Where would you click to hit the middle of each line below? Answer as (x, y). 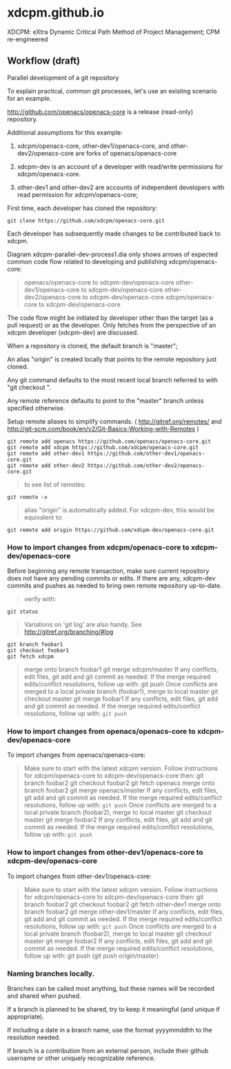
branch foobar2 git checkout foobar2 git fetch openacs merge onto (119, 783)
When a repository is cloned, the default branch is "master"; (92, 346)
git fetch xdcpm (30, 657)
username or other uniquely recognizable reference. (81, 1058)
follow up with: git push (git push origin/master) (91, 956)
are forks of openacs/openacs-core (126, 153)
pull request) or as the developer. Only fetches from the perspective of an (112, 325)
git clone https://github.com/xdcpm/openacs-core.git (86, 220)
